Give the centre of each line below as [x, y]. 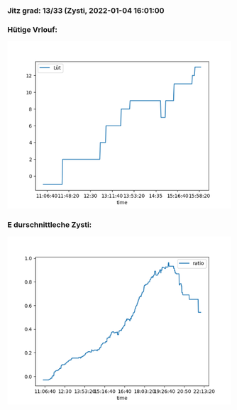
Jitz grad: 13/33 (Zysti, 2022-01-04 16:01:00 [86, 11]
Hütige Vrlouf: [33, 29]
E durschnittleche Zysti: [50, 225]
